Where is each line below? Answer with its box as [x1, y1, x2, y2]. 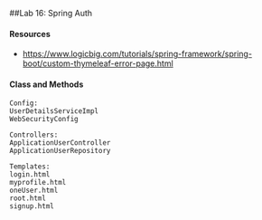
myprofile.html [9, 178, 67, 187]
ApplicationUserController [9, 139, 111, 148]
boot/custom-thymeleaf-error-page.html [22, 58, 173, 69]
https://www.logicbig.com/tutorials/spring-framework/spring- [22, 49, 253, 60]
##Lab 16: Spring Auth [9, 8, 93, 18]
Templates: [9, 162, 51, 171]
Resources [9, 28, 51, 39]
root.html [9, 194, 47, 203]
